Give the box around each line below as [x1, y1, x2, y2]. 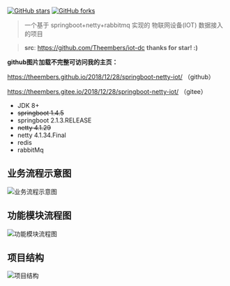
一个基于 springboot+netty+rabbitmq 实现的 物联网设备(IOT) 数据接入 [24, 21, 223, 29]
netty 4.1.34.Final [17, 131, 66, 139]
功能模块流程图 [7, 209, 72, 222]
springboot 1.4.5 [17, 109, 64, 117]
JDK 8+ [17, 102, 40, 109]
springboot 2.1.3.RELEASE [17, 116, 92, 125]
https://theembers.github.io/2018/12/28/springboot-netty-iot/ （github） [7, 73, 215, 81]
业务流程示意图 [7, 168, 72, 180]
